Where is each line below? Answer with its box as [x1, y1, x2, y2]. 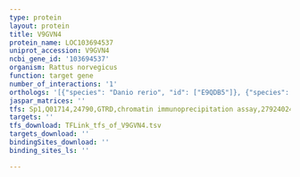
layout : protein [9, 21, 70, 30]
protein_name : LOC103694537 [9, 38, 114, 47]
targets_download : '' [9, 130, 90, 139]
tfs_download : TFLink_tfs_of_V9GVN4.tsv [9, 122, 162, 131]
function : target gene [9, 72, 94, 80]
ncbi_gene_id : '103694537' [9, 55, 110, 63]
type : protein [9, 13, 62, 22]
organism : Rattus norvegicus [9, 63, 118, 72]
